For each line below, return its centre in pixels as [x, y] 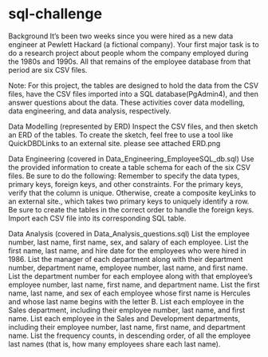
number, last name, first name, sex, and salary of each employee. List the [128, 242]
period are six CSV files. [48, 69]
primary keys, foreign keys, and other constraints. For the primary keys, [126, 184]
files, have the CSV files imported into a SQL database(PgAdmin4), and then [134, 93]
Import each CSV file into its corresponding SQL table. [97, 218]
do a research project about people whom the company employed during [128, 53]
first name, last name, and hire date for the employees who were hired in [128, 250]
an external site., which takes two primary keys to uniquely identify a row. [129, 201]
